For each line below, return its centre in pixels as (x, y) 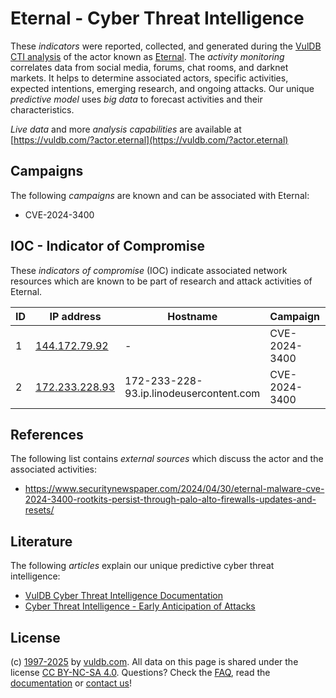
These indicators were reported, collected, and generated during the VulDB (166, 46)
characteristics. (42, 109)
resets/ (39, 510)
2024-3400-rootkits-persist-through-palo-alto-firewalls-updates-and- (170, 499)
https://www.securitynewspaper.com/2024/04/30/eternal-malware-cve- (174, 489)
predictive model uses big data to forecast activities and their (136, 99)
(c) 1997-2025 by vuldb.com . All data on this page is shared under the (154, 661)
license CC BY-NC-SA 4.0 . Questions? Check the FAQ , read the (140, 672)
